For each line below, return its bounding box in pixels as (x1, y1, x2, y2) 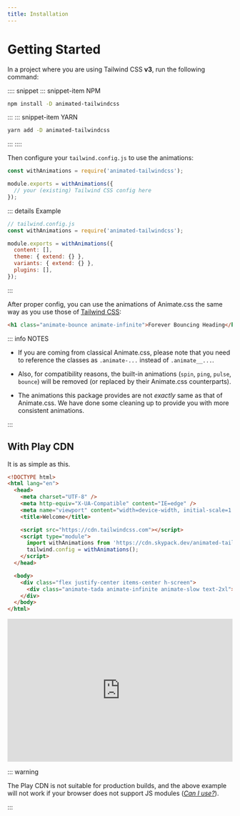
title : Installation (7, 10, 69, 18)
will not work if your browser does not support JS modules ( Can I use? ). (7, 789, 219, 797)
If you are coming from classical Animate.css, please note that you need (17, 348, 231, 357)
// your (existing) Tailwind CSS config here (14, 187, 152, 194)
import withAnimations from (26, 539, 111, 547)
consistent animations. (17, 406, 84, 414)
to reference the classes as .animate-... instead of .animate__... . (17, 355, 214, 364)
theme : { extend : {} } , (14, 253, 84, 261)
